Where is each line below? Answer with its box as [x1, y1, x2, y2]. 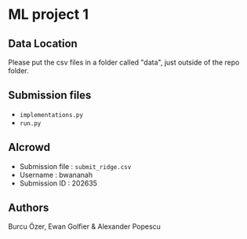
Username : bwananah [19, 170, 93, 179]
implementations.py [19, 111, 84, 119]
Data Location [8, 37, 78, 50]
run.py [19, 119, 42, 127]
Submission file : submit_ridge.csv [19, 161, 132, 171]
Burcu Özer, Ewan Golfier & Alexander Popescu [8, 222, 161, 231]
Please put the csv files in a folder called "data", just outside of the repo [8, 57, 240, 67]
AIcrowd [8, 141, 51, 154]
